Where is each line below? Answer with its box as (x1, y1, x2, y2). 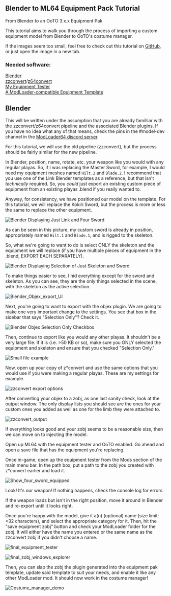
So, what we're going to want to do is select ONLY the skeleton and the (5, 242, 155, 248)
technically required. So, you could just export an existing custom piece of (5, 180, 161, 187)
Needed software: (5, 61, 51, 68)
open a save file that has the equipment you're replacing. (5, 447, 125, 453)
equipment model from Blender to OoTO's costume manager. (5, 33, 133, 39)
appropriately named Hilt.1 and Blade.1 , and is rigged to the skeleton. (5, 232, 154, 238)
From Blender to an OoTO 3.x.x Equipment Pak (5, 17, 103, 24)
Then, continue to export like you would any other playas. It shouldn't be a (5, 334, 161, 340)
